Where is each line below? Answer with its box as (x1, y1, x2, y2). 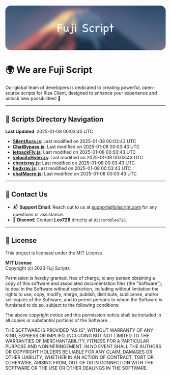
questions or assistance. (12, 211, 65, 217)
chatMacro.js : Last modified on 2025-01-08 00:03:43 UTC (12, 171, 137, 177)
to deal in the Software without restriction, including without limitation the (5, 285, 159, 292)
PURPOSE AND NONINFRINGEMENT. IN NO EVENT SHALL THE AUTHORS (5, 343, 162, 349)
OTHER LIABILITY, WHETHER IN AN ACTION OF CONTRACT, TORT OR (5, 354, 154, 360)
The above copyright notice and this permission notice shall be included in (5, 311, 161, 318)
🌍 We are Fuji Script (5, 64, 93, 76)
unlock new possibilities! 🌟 (5, 95, 61, 102)
